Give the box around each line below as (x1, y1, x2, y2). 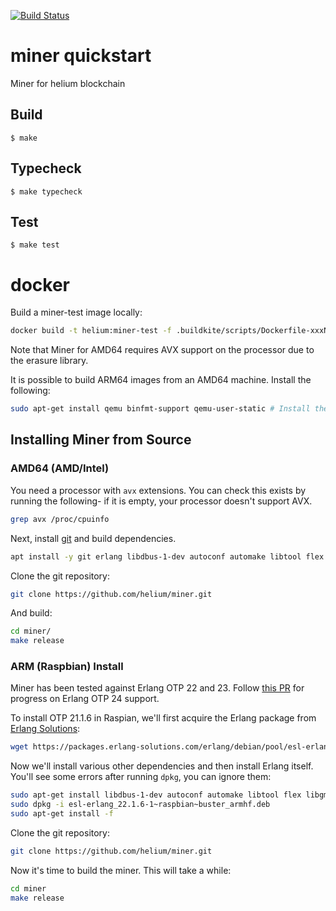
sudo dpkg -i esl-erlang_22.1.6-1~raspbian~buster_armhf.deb (10, 800, 271, 810)
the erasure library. (10, 355, 89, 367)
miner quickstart (10, 45, 152, 67)
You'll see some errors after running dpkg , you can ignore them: (10, 771, 272, 783)
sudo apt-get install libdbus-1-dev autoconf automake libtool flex (10, 790, 302, 800)
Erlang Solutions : (10, 723, 81, 735)
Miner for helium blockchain (10, 77, 126, 89)
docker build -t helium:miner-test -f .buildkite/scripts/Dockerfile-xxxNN (10, 326, 333, 336)
